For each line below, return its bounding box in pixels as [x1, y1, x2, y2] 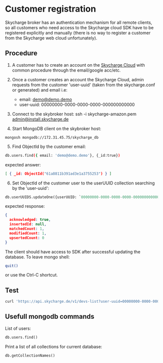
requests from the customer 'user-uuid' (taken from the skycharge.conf [12, 82, 155, 88]
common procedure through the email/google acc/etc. [12, 67, 121, 73]
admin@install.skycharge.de [12, 116, 69, 122]
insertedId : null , [9, 222, 47, 227]
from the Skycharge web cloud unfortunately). [5, 35, 98, 41]
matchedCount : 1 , [9, 226, 45, 231]
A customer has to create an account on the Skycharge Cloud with [12, 62, 146, 68]
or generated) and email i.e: [12, 87, 68, 93]
